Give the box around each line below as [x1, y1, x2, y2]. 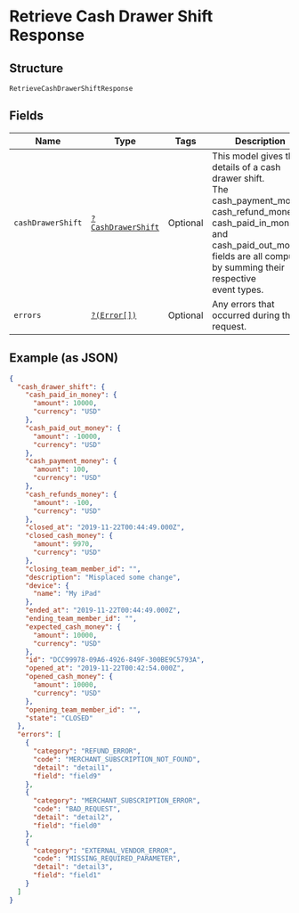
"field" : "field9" [32, 771, 101, 780]
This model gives [212, 150, 284, 162]
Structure [9, 61, 64, 76]
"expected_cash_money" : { [25, 622, 122, 632]
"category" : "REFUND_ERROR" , [32, 746, 141, 755]
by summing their [212, 261, 285, 273]
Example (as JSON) [9, 350, 118, 366]
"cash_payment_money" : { [25, 457, 117, 466]
